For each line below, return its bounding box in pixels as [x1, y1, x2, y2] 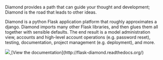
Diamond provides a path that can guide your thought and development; [5, 4, 150, 10]
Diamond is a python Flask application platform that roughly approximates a [5, 19, 157, 24]
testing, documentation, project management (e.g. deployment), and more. [5, 40, 155, 45]
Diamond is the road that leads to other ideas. [5, 9, 97, 15]
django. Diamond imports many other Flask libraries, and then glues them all [5, 24, 159, 30]
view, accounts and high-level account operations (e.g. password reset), [5, 34, 151, 40]
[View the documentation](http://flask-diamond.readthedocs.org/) [11, 50, 144, 55]
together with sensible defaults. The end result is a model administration [5, 29, 150, 35]
